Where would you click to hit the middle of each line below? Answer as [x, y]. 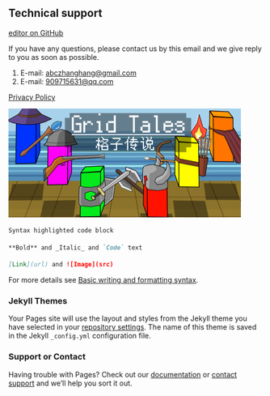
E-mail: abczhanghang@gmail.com [78, 73]
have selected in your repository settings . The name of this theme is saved [133, 327]
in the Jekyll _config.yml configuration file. [80, 336]
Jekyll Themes [38, 301]
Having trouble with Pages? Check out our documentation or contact [122, 374]
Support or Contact [47, 357]
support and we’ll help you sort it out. [70, 383]
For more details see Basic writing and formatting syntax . [103, 280]
